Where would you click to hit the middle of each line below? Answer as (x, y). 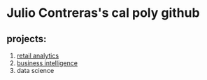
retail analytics (38, 55)
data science (35, 71)
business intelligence (47, 63)
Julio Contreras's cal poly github (103, 13)
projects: (27, 39)
